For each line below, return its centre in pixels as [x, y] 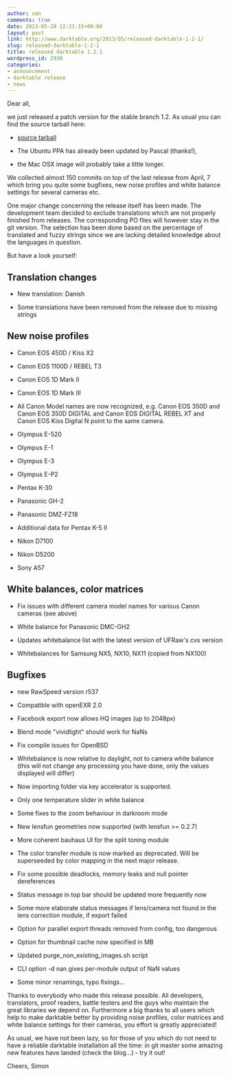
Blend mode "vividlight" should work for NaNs [82, 732]
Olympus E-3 [36, 461]
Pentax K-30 [35, 487]
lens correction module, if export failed [72, 915]
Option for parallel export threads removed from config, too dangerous [117, 928]
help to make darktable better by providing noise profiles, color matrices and [115, 1017]
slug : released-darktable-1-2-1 [53, 45]
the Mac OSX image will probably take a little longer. [91, 164]
